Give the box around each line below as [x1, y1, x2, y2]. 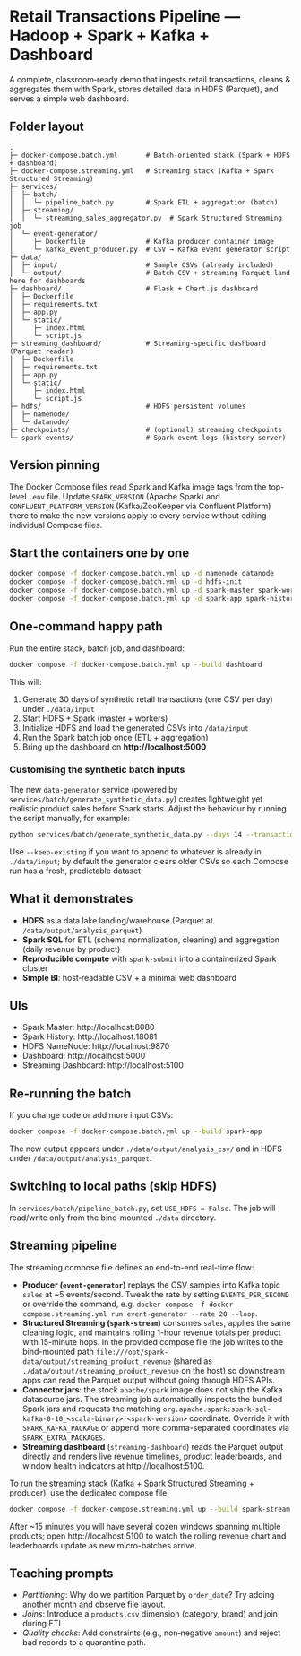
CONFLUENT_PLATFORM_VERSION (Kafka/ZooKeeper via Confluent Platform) [9, 500, 271, 511]
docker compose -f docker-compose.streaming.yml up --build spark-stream [9, 1504, 291, 1513]
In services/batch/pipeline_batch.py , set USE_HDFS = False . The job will [9, 1202, 276, 1213]
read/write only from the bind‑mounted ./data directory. [9, 1212, 217, 1223]
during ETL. [21, 1618, 65, 1629]
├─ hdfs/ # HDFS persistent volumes [9, 402, 246, 411]
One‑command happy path [9, 619, 163, 634]
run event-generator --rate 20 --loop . [110, 1307, 258, 1319]
